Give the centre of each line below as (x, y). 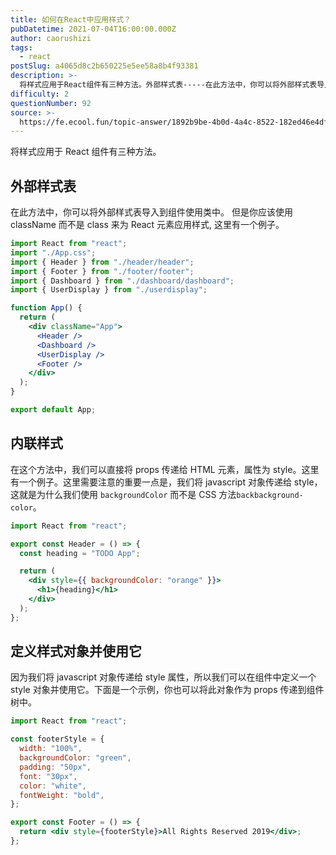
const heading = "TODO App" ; (80, 553)
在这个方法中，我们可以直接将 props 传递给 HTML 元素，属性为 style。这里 (165, 469)
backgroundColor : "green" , (75, 758)
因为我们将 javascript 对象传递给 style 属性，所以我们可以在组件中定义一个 (163, 677)
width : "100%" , (51, 749)
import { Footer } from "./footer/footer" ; (102, 271)
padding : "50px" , (55, 767)
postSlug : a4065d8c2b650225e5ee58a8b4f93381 (104, 66)
